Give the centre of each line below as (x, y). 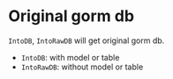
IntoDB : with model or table (70, 57)
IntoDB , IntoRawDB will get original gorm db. (86, 40)
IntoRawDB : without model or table (82, 67)
